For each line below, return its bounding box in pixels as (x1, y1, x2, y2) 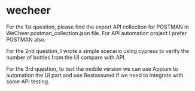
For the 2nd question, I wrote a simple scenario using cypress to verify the (6, 47, 190, 54)
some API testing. (6, 78, 50, 85)
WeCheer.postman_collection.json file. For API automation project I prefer (6, 29, 187, 36)
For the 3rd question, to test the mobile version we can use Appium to (6, 65, 178, 72)
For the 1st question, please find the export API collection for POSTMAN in (6, 23, 189, 30)
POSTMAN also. (6, 36, 46, 43)
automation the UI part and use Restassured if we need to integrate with (6, 71, 184, 79)
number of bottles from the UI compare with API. (6, 54, 126, 61)
